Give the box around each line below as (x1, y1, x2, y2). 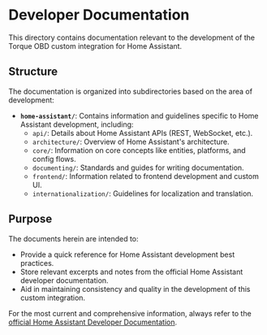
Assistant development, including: (19, 120, 134, 129)
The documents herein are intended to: (8, 233, 140, 243)
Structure (8, 65, 58, 79)
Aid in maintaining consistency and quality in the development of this (19, 284, 251, 294)
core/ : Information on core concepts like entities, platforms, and (32, 145, 246, 155)
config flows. (32, 154, 76, 163)
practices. (19, 258, 54, 268)
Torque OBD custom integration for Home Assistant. (8, 41, 183, 50)
